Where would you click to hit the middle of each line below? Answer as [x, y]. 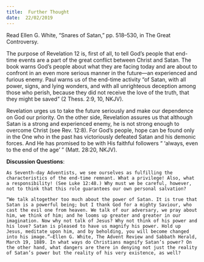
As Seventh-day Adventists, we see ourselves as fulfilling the [90, 173]
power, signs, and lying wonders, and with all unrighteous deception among [101, 86]
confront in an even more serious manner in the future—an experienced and [102, 73]
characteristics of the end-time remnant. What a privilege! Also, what [100, 178]
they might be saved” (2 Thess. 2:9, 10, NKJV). [65, 99]
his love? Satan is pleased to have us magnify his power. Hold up [94, 226]
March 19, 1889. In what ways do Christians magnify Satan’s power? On [99, 242]
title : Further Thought [38, 12]
